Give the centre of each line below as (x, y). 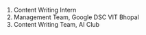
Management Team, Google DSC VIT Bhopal (76, 17)
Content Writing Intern (45, 10)
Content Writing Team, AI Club (57, 24)
